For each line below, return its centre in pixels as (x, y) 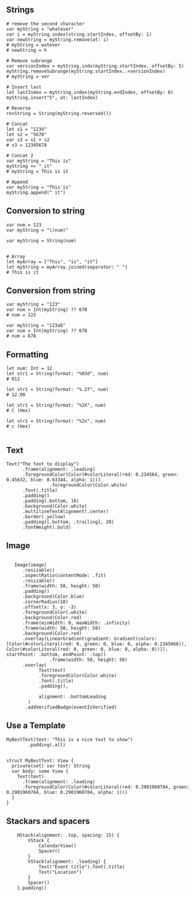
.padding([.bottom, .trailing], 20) (68, 522)
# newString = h (26, 50)
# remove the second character (45, 23)
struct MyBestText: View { (40, 761)
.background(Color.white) (54, 506)
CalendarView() (57, 846)
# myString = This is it (37, 171)
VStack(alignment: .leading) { (67, 861)
